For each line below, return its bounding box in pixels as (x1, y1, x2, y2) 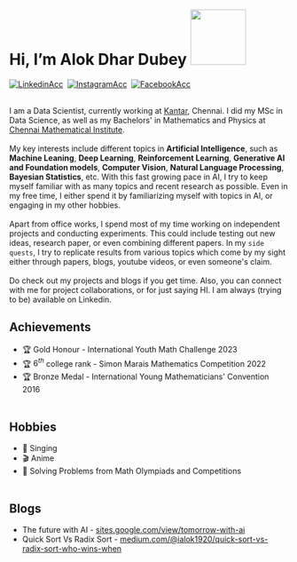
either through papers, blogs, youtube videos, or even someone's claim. (9, 256, 272, 266)
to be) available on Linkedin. (9, 294, 113, 305)
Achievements (9, 320, 91, 335)
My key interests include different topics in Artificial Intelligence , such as (9, 143, 278, 154)
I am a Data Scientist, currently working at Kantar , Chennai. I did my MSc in (9, 105, 284, 115)
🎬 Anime (21, 453, 55, 463)
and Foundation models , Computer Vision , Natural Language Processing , (9, 162, 285, 172)
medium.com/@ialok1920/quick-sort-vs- (119, 534, 269, 545)
